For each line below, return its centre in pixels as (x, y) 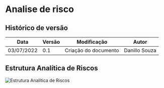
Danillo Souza (140, 50)
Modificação (92, 42)
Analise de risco (40, 9)
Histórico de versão (36, 28)
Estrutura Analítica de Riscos (52, 68)
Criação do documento (92, 50)
